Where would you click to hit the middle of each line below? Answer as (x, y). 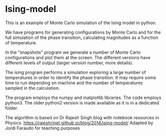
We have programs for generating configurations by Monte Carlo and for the (83, 32)
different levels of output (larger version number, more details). (69, 63)
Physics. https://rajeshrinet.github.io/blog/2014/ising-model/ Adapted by (79, 123)
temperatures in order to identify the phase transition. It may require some (81, 77)
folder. (12, 108)
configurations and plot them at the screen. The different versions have (78, 57)
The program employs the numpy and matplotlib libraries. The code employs (83, 98)
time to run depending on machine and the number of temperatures (74, 83)
